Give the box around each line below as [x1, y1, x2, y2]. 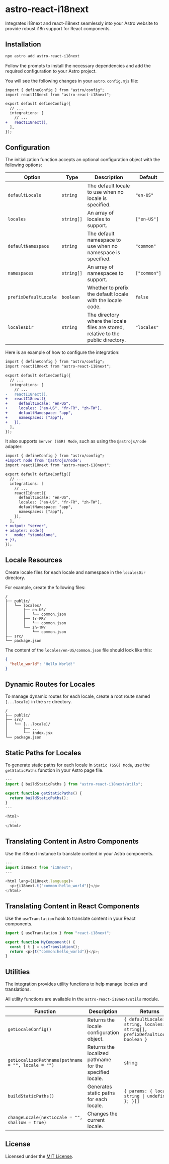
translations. [5, 986, 31, 992]
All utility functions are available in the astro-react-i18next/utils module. [5, 996, 159, 1002]
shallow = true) [8, 1120, 47, 1126]
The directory [87, 311, 120, 318]
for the [87, 1062, 103, 1069]
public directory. [87, 336, 126, 343]
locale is [87, 195, 107, 202]
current [87, 1117, 105, 1124]
